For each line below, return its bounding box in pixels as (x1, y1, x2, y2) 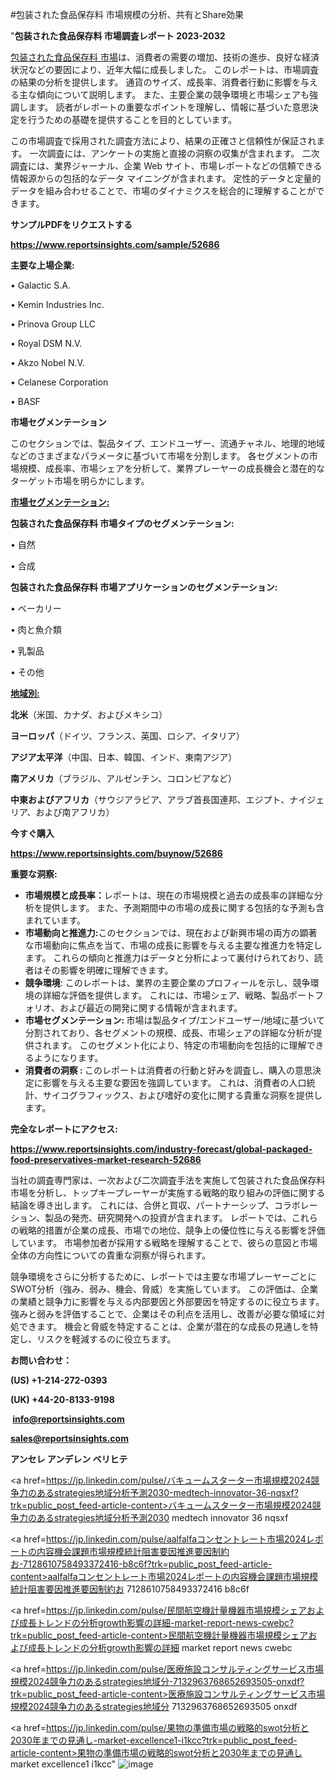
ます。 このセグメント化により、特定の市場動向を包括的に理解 (51, 1039, 307, 1051)
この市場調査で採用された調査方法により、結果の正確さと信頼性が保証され (10, 135, 317, 147)
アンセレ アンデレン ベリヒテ (10, 1453, 128, 1465)
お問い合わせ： (10, 1354, 72, 1366)
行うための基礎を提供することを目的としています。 (27, 114, 238, 125)
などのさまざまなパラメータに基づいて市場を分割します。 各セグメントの (10, 450, 310, 462)
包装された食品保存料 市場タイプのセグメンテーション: (10, 518, 235, 529)
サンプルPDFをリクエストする (10, 219, 133, 230)
